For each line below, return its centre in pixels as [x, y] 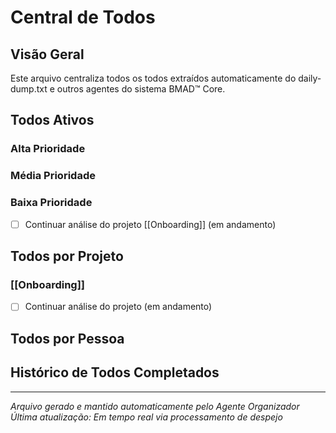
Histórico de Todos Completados [115, 372]
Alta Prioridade [48, 149]
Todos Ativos [52, 120]
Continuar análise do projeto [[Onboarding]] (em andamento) [150, 224]
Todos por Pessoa [67, 338]
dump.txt [29, 89]
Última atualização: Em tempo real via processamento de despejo [146, 417]
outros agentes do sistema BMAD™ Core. [141, 89]
